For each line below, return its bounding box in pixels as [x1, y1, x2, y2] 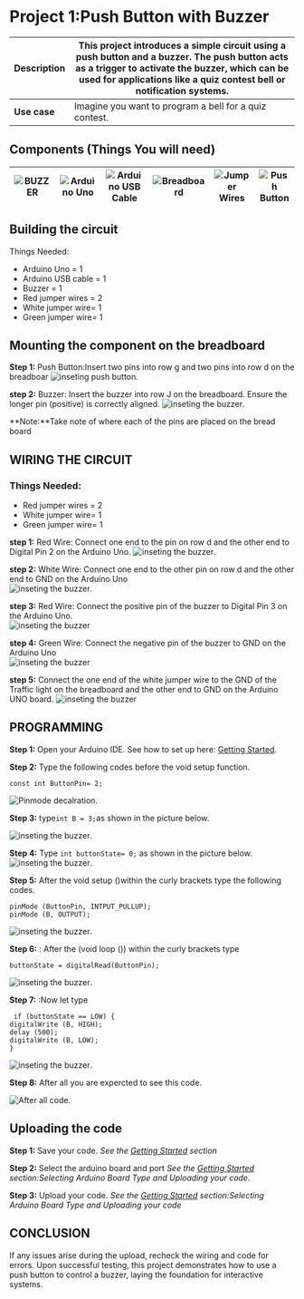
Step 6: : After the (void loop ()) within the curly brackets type [9, 943, 240, 954]
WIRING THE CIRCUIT [9, 451, 133, 468]
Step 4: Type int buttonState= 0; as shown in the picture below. [9, 848, 253, 858]
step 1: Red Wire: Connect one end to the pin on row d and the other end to [9, 537, 290, 548]
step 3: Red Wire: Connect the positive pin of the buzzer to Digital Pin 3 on [9, 601, 288, 612]
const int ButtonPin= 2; [9, 779, 103, 788]
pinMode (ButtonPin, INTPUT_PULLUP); [9, 902, 152, 911]
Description [14, 62, 66, 74]
